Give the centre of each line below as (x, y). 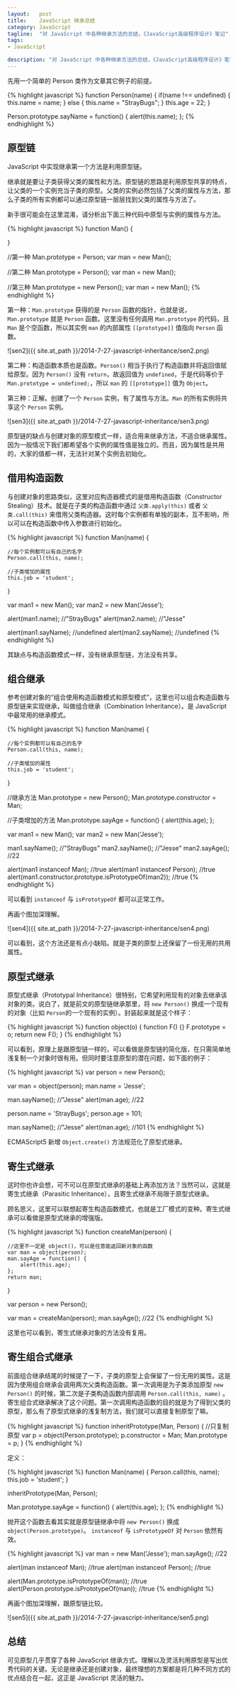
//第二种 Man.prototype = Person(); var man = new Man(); (92, 272)
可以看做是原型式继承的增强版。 (60, 1218)
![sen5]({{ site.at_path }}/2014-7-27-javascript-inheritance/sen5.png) (108, 1617)
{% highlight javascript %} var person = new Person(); (86, 1072)
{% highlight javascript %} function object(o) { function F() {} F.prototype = (117, 1027)
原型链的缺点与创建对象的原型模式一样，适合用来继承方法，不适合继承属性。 (119, 436)
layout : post (30, 14)
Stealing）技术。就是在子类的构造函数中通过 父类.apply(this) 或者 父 (108, 505)
